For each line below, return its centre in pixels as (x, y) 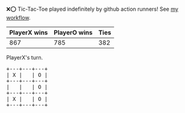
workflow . (18, 18)
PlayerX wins (29, 32)
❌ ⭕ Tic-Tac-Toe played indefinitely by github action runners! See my (92, 9)
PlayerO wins (73, 32)
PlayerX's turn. (25, 57)
